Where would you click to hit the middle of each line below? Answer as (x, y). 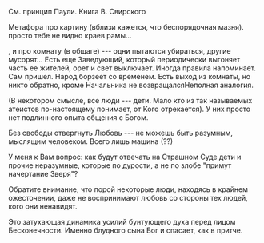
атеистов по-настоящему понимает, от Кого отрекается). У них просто (129, 109)
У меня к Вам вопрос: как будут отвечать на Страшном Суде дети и (125, 157)
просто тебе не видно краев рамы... (70, 36)
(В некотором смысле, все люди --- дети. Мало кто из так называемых (130, 100)
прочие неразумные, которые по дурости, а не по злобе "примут (120, 165)
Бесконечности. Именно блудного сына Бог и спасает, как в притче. (126, 230)
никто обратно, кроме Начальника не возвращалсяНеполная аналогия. (131, 85)
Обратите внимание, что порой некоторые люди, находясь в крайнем (128, 189)
